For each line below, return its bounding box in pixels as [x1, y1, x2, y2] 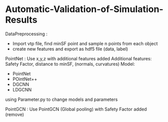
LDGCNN [12, 86, 32, 92]
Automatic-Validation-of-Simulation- [5, 4, 163, 15]
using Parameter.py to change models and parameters [5, 96, 118, 102]
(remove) [5, 111, 24, 117]
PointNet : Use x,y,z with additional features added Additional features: [5, 55, 152, 61]
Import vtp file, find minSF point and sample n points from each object [12, 40, 158, 46]
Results [5, 14, 38, 26]
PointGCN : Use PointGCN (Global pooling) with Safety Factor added [5, 106, 147, 112]
